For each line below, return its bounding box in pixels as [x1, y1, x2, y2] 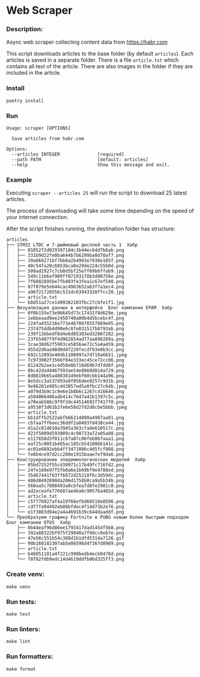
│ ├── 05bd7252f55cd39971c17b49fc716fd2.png [6, 462, 125, 468]
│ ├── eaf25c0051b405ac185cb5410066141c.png [6, 441, 125, 447]
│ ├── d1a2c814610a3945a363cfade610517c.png [6, 426, 125, 432]
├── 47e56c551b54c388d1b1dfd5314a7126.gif [17, 535, 125, 542]
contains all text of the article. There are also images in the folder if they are [6, 63, 193, 70]
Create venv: [6, 570, 45, 578]
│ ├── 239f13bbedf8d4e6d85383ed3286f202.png [6, 331, 125, 337]
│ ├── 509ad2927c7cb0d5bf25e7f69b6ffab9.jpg [6, 268, 125, 274]
